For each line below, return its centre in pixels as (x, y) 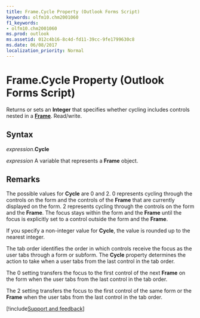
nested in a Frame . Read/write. (44, 116)
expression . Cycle (28, 149)
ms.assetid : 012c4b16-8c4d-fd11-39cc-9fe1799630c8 (70, 39)
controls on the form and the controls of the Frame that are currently (90, 200)
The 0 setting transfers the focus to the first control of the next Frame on (96, 273)
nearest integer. (25, 237)
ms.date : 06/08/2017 (32, 45)
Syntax (20, 135)
